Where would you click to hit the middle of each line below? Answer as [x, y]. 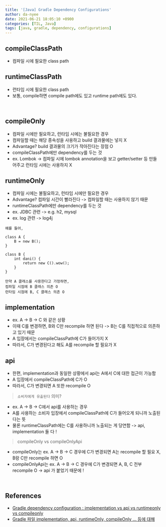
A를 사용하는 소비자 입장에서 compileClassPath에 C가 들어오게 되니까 [80, 413]
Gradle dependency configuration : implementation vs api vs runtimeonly [86, 508]
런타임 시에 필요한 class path [41, 89]
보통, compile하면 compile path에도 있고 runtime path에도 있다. [75, 95]
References [23, 496]
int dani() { [27, 259]
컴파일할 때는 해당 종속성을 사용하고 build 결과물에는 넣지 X [69, 140]
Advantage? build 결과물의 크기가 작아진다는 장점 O [63, 146]
